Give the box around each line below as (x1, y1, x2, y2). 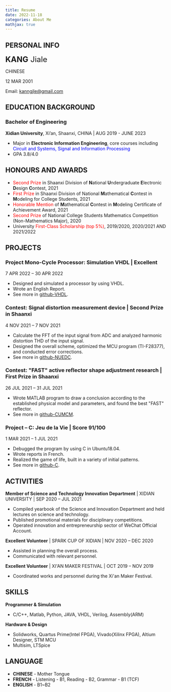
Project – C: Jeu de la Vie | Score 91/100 (5, 424, 106, 431)
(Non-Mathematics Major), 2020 (12, 218, 81, 224)
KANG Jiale (5, 54, 48, 65)
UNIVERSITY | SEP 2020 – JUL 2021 (5, 496, 82, 502)
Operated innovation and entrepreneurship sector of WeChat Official (12, 522, 157, 528)
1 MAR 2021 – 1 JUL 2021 (5, 436, 58, 442)
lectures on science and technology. (12, 511, 90, 517)
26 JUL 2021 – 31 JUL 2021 (5, 385, 63, 391)
